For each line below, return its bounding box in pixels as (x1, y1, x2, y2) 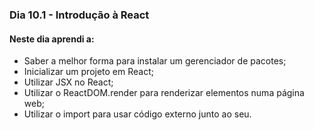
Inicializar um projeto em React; (23, 66, 154, 78)
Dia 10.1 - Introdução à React (9, 8, 150, 22)
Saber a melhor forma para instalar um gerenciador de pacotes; (23, 55, 287, 67)
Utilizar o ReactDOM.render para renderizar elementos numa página (23, 87, 305, 99)
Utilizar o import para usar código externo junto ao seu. (23, 108, 252, 120)
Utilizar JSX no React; (23, 76, 114, 88)
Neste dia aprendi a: (9, 33, 95, 45)
